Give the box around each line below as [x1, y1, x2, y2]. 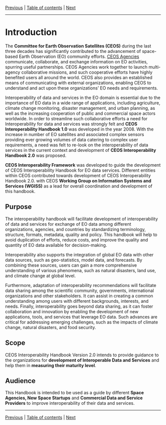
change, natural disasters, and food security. [5, 324, 96, 330]
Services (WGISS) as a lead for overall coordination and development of [5, 183, 153, 189]
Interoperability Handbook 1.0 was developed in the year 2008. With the [5, 126, 154, 132]
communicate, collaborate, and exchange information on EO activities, [5, 58, 148, 64]
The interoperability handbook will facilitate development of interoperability [5, 216, 158, 222]
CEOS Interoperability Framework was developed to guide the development [5, 162, 161, 168]
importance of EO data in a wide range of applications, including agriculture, [5, 99, 161, 106]
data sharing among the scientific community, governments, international [5, 287, 154, 293]
